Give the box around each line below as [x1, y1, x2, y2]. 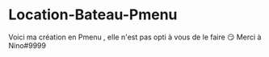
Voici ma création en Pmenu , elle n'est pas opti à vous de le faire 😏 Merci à [8, 32, 262, 42]
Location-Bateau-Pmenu [8, 6, 178, 24]
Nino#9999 [8, 40, 47, 50]
